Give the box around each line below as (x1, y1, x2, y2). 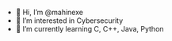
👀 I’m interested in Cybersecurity (15, 16, 124, 25)
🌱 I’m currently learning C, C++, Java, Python (15, 24, 164, 33)
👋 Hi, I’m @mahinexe (15, 8, 83, 17)
